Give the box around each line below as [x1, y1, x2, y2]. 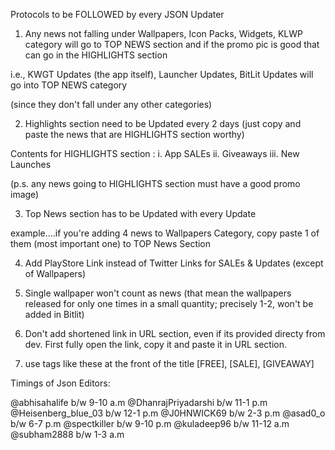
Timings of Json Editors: [10, 377, 111, 389]
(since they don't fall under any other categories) [10, 99, 213, 110]
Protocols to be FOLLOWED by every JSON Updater [10, 9, 225, 20]
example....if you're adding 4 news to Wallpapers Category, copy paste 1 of [10, 227, 320, 239]
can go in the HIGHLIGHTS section [24, 49, 168, 61]
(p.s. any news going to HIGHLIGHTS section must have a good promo [10, 178, 301, 189]
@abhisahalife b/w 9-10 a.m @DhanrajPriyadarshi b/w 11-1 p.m [10, 397, 268, 408]
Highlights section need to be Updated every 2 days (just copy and [24, 118, 302, 129]
